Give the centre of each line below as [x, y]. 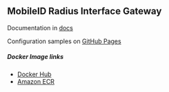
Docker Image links [36, 57]
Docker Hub [34, 74]
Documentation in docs [40, 27]
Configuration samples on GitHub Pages [64, 41]
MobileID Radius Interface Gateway [84, 11]
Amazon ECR [36, 81]
